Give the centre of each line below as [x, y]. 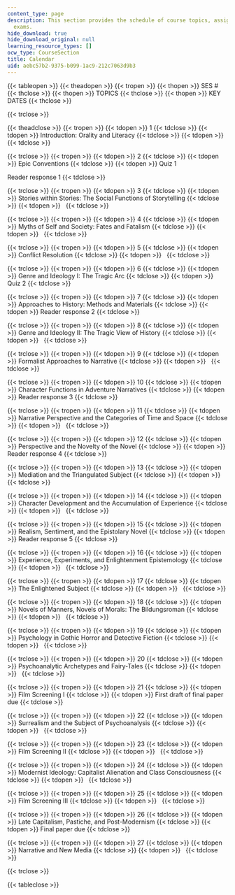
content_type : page [36, 14]
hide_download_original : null [51, 40]
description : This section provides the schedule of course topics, [109, 20]
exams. [23, 27]
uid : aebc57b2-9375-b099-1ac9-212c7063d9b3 [72, 66]
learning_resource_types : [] [50, 46]
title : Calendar [31, 59]
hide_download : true [37, 33]
